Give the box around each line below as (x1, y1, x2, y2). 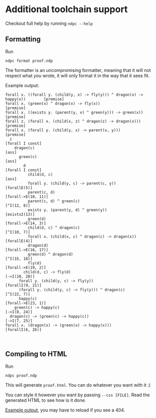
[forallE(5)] (5, 185, 33, 191)
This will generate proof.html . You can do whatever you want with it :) (5, 382, 151, 388)
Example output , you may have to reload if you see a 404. (5, 407, 125, 413)
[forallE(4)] (5, 238, 33, 244)
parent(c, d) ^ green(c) (27, 199, 80, 204)
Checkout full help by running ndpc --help (5, 20, 93, 26)
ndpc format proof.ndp (5, 58, 53, 63)
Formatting (5, 35, 41, 44)
